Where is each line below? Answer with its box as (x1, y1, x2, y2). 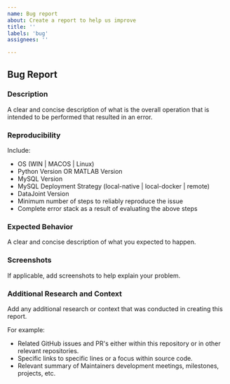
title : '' (7, 23, 36, 30)
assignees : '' (7, 36, 49, 43)
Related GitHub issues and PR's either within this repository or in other (17, 339, 221, 348)
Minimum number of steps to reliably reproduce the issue (17, 197, 184, 205)
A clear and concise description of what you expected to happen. (7, 238, 196, 246)
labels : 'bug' (7, 29, 49, 37)
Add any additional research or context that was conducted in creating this (7, 305, 223, 313)
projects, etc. (17, 369, 56, 377)
